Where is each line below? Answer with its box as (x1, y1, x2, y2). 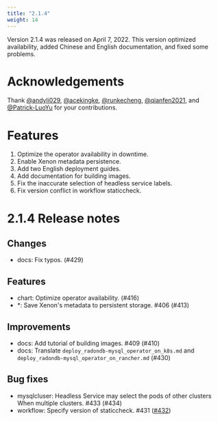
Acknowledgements (7, 73, 125, 89)
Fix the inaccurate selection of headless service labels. (16, 179, 173, 188)
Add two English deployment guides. (16, 165, 121, 173)
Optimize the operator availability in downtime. (16, 150, 149, 158)
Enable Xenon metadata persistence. (16, 157, 121, 166)
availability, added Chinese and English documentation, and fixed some (7, 42, 209, 51)
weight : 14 (7, 16, 38, 23)
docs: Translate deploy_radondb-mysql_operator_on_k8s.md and (16, 346, 195, 355)
